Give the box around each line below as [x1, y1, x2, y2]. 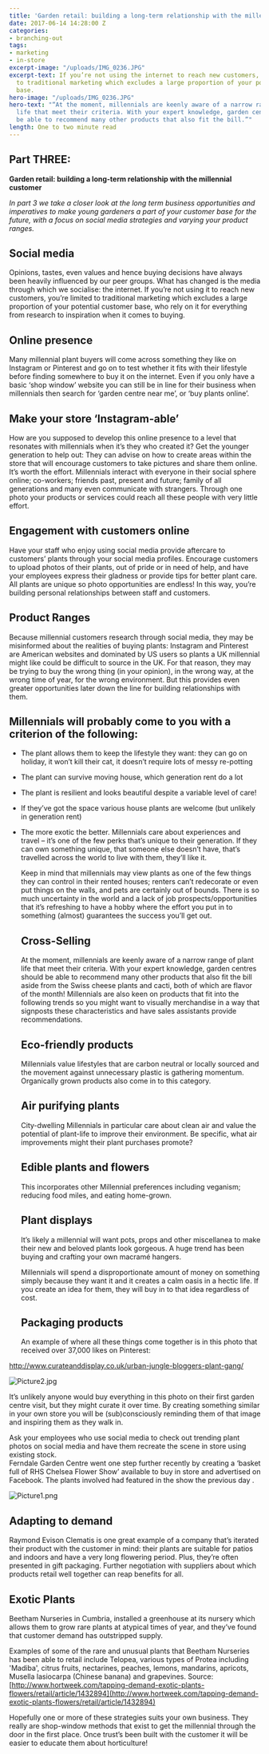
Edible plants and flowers [20, 1161, 150, 1174]
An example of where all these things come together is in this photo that [20, 1337, 258, 1347]
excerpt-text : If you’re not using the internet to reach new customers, [9, 71, 260, 79]
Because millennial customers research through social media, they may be [9, 632, 254, 642]
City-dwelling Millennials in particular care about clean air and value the [20, 1120, 256, 1130]
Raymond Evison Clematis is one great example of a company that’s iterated [9, 1536, 259, 1545]
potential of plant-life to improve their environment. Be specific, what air [20, 1129, 258, 1138]
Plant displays [20, 1214, 93, 1227]
